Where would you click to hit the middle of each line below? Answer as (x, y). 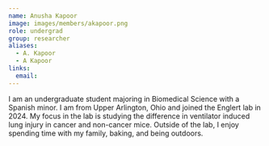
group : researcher (39, 38)
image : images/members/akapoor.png (68, 23)
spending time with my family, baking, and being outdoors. (106, 133)
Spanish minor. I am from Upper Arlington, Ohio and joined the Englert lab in (134, 107)
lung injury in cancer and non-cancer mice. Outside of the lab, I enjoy (124, 124)
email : (27, 76)
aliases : (23, 46)
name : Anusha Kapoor (43, 16)
